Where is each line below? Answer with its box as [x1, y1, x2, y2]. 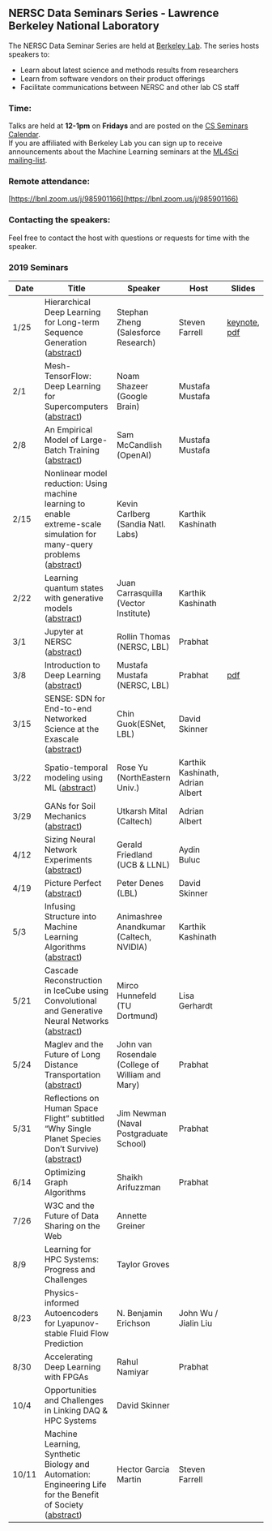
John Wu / [178, 1308, 219, 1318]
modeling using [44, 772, 104, 783]
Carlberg [117, 509, 151, 519]
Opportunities [44, 1385, 97, 1396]
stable [44, 1328, 69, 1339]
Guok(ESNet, [117, 718, 166, 729]
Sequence [44, 327, 83, 338]
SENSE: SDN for [44, 693, 105, 704]
